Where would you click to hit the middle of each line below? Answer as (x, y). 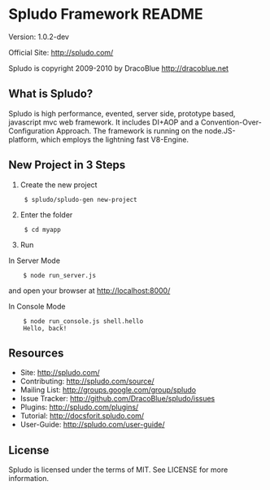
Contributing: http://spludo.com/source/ (87, 381)
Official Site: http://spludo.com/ (61, 52)
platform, (24, 139)
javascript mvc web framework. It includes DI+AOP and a (104, 122)
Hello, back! (45, 328)
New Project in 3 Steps (67, 165)
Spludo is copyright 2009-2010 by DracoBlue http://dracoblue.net (119, 68)
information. (29, 479)
